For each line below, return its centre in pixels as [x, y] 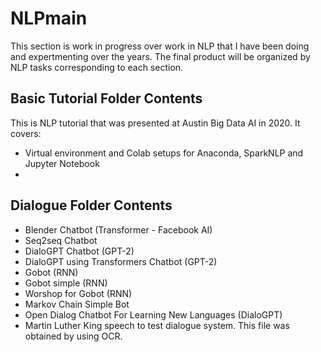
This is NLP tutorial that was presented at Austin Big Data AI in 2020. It [155, 123]
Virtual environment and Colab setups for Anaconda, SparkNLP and [164, 153]
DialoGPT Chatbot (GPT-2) [79, 251]
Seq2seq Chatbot [61, 240]
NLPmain [49, 18]
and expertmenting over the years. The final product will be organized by [160, 56]
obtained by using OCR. [73, 336]
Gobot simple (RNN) [66, 283]
